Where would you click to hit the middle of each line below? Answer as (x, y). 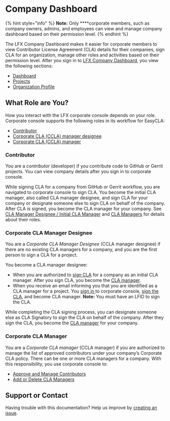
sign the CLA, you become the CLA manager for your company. (72, 323)
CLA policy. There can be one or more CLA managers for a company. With (83, 358)
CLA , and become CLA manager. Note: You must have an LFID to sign (86, 297)
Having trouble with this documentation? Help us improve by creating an (81, 408)
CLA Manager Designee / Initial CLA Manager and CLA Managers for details (85, 214)
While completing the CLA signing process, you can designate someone (81, 312)
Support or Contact (37, 396)
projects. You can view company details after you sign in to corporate (78, 171)
